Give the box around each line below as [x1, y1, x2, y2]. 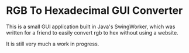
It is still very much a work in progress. [6, 40, 99, 47]
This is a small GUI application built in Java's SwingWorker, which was [6, 23, 176, 30]
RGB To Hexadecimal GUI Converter [6, 4, 183, 17]
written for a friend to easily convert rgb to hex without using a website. [6, 29, 178, 36]
